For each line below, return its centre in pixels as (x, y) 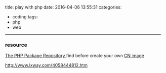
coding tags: (25, 17)
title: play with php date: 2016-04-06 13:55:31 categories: (63, 7)
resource (16, 45)
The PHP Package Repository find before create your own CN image (75, 56)
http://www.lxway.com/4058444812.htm (46, 65)
